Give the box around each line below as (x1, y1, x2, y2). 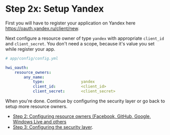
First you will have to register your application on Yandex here (5, 20, 136, 26)
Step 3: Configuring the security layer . (12, 124, 93, 130)
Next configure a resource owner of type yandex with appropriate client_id (5, 35, 164, 41)
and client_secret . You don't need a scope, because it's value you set (5, 40, 155, 46)
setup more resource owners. (5, 103, 68, 110)
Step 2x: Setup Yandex (5, 3, 104, 15)
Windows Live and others (12, 119, 67, 125)
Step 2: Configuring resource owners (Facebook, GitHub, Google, (12, 113, 151, 120)
